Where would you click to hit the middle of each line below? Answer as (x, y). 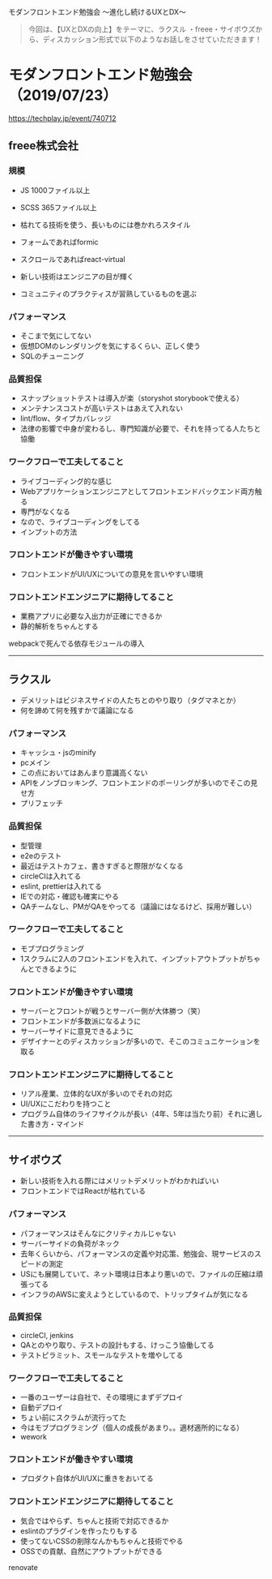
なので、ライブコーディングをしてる (80, 521)
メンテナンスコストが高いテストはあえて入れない (102, 409)
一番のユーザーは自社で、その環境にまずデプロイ (102, 1397)
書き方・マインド (56, 1124)
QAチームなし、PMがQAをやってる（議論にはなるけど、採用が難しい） (138, 906)
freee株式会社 (43, 146)
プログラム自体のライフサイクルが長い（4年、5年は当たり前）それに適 (138, 1114)
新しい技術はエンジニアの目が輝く (77, 276)
